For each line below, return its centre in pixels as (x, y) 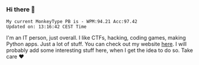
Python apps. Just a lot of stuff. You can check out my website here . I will (97, 44)
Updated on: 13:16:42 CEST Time (46, 27)
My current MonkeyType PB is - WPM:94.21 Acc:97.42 (72, 22)
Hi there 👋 (21, 9)
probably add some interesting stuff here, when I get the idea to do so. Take (99, 50)
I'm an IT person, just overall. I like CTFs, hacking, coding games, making (96, 38)
